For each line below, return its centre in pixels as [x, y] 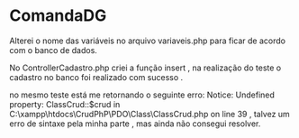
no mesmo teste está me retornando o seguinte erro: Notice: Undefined [142, 95]
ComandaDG [58, 16]
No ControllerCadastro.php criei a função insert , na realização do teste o [145, 68]
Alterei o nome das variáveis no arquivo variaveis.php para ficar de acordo [148, 41]
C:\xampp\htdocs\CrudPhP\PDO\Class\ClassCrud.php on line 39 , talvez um [149, 114]
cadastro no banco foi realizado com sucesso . [96, 77]
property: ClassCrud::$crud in [65, 104]
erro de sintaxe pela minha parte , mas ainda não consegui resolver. [135, 124]
